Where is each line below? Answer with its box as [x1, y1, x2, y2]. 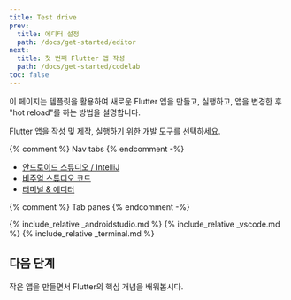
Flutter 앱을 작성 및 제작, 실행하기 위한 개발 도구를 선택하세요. [9, 126, 221, 136]
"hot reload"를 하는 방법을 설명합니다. [9, 107, 142, 118]
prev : [9, 21, 29, 30]
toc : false [9, 71, 50, 80]
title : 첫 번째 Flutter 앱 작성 [17, 54, 126, 63]
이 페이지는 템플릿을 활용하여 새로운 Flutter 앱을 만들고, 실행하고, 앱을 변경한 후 [9, 96, 283, 106]
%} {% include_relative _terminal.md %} [9, 227, 155, 239]
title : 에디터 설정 [17, 29, 80, 38]
